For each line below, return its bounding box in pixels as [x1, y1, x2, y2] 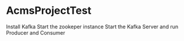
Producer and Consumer [6, 29, 65, 36]
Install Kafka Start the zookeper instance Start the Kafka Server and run [6, 23, 179, 30]
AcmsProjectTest [6, 4, 92, 17]
